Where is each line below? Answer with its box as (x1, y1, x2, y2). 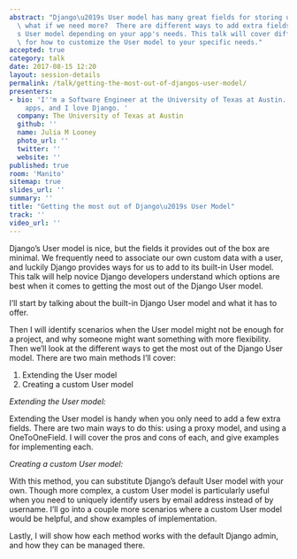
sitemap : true (9, 178, 62, 187)
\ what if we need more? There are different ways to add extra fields (17, 21, 291, 30)
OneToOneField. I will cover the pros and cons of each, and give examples (9, 432, 279, 442)
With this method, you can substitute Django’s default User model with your (9, 475, 285, 486)
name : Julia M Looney (17, 128, 97, 137)
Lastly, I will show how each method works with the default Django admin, (9, 530, 278, 540)
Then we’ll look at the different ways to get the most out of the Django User (9, 342, 284, 354)
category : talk (9, 54, 65, 63)
